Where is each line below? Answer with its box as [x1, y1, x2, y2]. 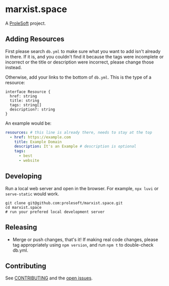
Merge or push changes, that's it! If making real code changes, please [12, 236, 158, 243]
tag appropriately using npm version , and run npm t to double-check [12, 242, 154, 248]
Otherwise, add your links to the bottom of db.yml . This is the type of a [5, 74, 152, 80]
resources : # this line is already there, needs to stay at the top [5, 130, 152, 135]
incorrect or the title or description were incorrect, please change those [5, 59, 154, 65]
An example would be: [5, 120, 52, 126]
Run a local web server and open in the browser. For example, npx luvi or [5, 185, 159, 191]
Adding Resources [5, 35, 65, 43]
